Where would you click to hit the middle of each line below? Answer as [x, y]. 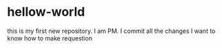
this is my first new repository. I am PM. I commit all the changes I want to [111, 31]
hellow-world [46, 12]
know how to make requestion [50, 38]
